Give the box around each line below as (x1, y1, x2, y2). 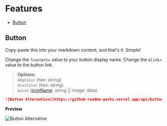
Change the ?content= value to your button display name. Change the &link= (5, 57, 162, 63)
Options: (17, 71, 36, 77)
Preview (5, 106, 22, 112)
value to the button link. (5, 62, 54, 67)
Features (5, 3, 43, 14)
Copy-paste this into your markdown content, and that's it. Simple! (5, 47, 141, 53)
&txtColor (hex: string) (17, 82, 64, 88)
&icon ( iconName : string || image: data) (17, 87, 98, 93)
